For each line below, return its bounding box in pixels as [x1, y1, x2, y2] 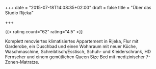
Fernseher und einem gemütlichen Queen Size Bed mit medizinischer [5, 54, 145, 60]
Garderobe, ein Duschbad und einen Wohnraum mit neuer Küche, [5, 44, 137, 49]
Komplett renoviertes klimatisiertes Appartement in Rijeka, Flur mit [5, 38, 139, 44]
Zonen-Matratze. [5, 59, 39, 65]
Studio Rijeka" [5, 10, 34, 16]
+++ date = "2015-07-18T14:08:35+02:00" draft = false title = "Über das [5, 5, 152, 10]
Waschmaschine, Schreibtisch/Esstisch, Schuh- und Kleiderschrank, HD [5, 49, 151, 54]
